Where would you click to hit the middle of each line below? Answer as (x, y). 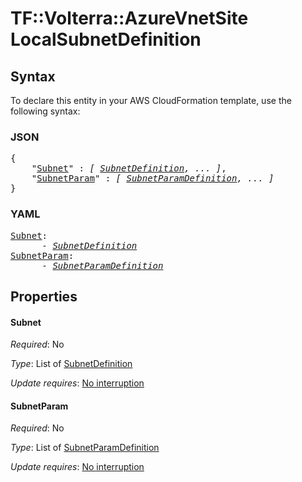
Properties (44, 296)
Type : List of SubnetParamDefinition (85, 448)
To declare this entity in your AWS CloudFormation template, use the (151, 100)
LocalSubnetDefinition (106, 39)
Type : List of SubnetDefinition (71, 364)
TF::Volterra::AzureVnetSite (129, 18)
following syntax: (45, 111)
